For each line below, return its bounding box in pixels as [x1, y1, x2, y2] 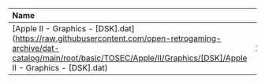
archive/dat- [12, 43, 60, 53]
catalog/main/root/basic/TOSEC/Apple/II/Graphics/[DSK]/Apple [12, 52, 248, 63]
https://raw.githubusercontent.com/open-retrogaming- [15, 33, 222, 44]
